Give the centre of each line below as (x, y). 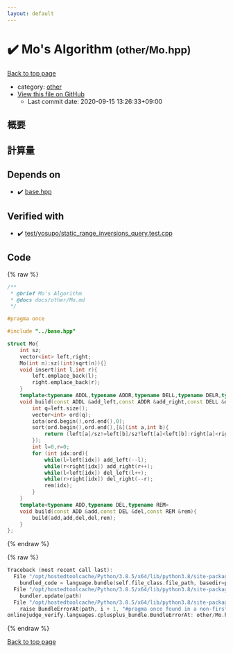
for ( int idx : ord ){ (60, 453)
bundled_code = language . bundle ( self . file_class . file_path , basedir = (122, 583)
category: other (40, 87)
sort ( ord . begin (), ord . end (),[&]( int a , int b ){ (101, 428)
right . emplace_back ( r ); (66, 383)
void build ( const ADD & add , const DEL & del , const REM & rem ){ (108, 511)
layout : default (31, 14)
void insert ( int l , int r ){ (59, 369)
